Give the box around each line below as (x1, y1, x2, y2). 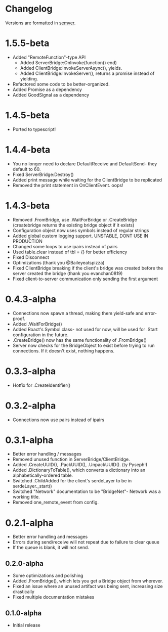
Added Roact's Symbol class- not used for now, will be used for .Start (12, 326, 158, 332)
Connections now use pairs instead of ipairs (12, 417, 105, 423)
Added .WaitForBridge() (12, 321, 62, 327)
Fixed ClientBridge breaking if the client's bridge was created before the (12, 265, 163, 271)
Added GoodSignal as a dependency (12, 92, 90, 98)
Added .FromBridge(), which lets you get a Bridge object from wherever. (12, 578, 163, 584)
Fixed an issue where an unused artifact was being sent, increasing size (12, 583, 163, 590)
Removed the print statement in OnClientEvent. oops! (12, 182, 123, 188)
